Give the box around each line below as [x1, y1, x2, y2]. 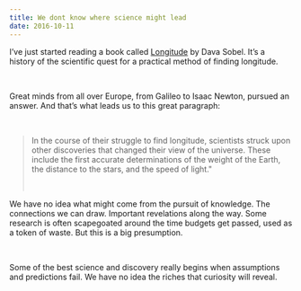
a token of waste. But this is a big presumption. [9, 226, 183, 238]
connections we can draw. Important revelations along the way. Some [9, 207, 267, 218]
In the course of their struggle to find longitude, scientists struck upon [31, 135, 291, 145]
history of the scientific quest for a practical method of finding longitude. [9, 56, 279, 66]
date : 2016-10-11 [9, 22, 75, 31]
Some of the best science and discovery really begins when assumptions [9, 261, 280, 272]
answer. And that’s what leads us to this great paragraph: [9, 100, 221, 110]
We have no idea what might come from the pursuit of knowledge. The [9, 198, 271, 209]
